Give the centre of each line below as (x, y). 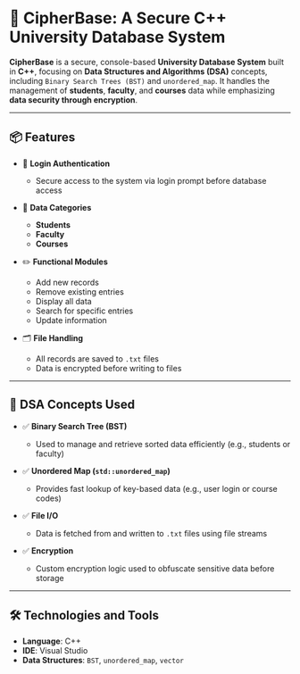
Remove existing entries (80, 291)
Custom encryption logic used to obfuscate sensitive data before (155, 568)
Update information (71, 320)
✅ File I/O (40, 515)
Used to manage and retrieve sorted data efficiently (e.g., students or (163, 444)
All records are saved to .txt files (97, 358)
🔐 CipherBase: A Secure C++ (118, 18)
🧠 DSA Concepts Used (72, 405)
